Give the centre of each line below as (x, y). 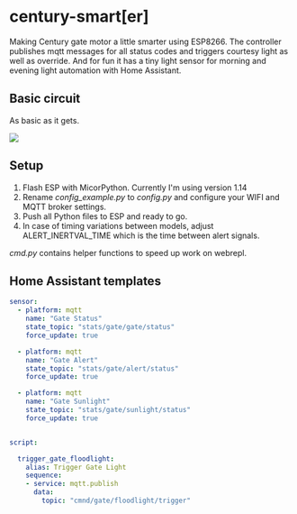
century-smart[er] (79, 17)
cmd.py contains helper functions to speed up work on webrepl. (128, 252)
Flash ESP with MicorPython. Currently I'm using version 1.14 (135, 188)
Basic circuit (45, 99)
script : (24, 442)
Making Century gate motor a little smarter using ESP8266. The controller (145, 41)
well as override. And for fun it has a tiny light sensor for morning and (138, 60)
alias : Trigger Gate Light (76, 467)
